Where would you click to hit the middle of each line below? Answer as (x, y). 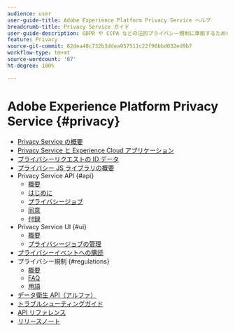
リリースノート (39, 321)
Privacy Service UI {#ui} (52, 226)
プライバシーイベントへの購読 (60, 252)
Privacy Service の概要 (50, 141)
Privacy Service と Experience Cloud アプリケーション (96, 150)
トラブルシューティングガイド (60, 303)
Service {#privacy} (64, 121)
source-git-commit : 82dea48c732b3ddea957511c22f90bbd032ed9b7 (100, 46)
